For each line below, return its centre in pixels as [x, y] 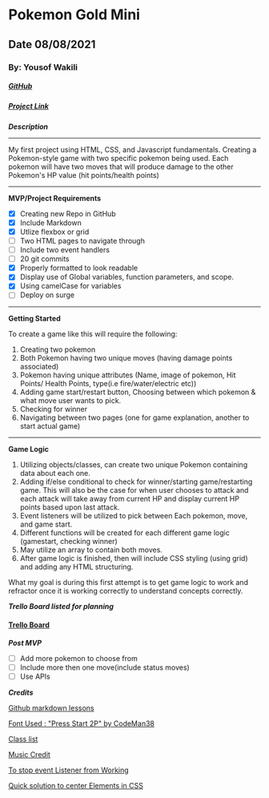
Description [28, 127]
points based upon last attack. [70, 507]
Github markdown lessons [51, 707]
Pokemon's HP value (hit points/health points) [84, 175]
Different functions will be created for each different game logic [124, 533]
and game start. [46, 524]
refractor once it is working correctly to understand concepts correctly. [126, 591]
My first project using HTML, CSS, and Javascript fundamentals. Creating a [132, 149]
